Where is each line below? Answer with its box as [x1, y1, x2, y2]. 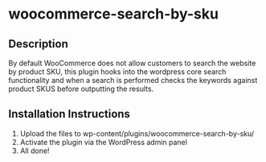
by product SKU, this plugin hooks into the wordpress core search [8, 67, 227, 77]
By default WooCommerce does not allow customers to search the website [8, 58, 256, 68]
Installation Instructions [8, 107, 131, 121]
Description [8, 37, 68, 51]
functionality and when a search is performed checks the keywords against [8, 76, 258, 85]
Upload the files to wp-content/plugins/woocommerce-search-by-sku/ [19, 128, 255, 138]
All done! [19, 146, 50, 156]
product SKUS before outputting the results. [8, 84, 154, 93]
